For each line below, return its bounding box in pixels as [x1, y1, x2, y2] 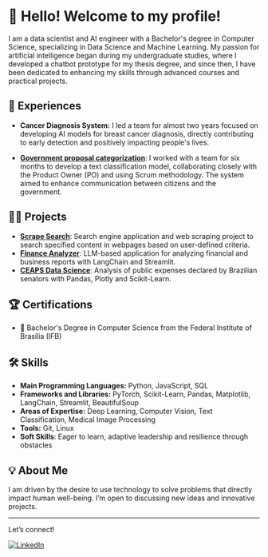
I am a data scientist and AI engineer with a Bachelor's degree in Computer [8, 34, 255, 43]
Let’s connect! [8, 525, 55, 534]
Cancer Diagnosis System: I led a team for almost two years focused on [19, 120, 259, 130]
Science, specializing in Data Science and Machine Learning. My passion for [8, 42, 260, 51]
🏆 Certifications [8, 297, 93, 311]
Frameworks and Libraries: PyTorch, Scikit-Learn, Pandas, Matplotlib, [19, 389, 251, 399]
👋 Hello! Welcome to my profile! [8, 7, 222, 26]
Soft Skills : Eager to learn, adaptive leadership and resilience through [19, 432, 249, 442]
